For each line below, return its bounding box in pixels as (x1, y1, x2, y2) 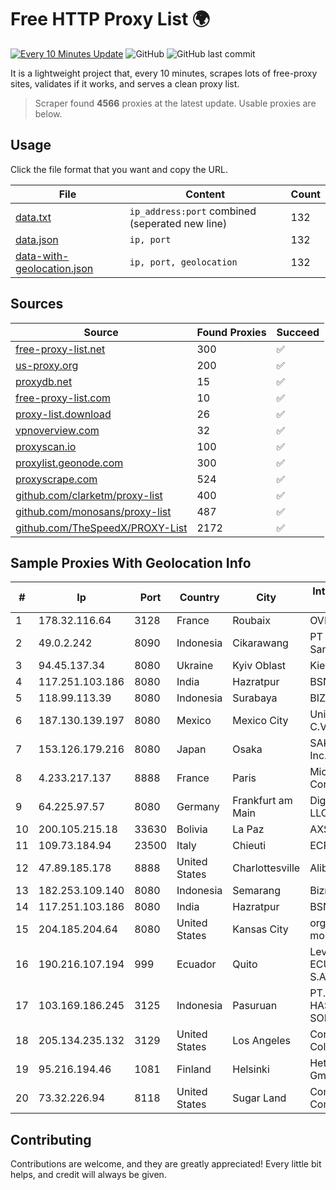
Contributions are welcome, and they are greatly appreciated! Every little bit (10, 1158, 322, 1170)
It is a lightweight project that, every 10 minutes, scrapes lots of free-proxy (10, 67, 318, 79)
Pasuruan (232, 999, 278, 1013)
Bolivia (176, 822, 208, 836)
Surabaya (232, 691, 278, 705)
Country (179, 591, 220, 605)
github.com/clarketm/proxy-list (15, 488, 163, 502)
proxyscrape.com (15, 472, 98, 486)
